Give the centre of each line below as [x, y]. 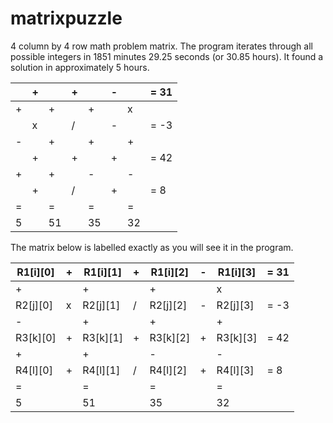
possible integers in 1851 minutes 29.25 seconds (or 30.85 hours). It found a [167, 56]
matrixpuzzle [66, 18]
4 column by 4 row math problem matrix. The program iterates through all [161, 46]
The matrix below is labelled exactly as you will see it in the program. [152, 247]
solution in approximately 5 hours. [80, 67]
